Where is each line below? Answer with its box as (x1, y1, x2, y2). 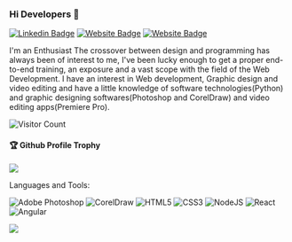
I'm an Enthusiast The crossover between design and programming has (9, 45, 271, 56)
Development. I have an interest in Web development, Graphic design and (9, 74, 279, 84)
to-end (9, 64, 35, 74)
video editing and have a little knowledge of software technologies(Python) (9, 83, 284, 94)
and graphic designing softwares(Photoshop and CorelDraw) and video (9, 92, 271, 103)
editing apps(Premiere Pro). (9, 102, 110, 113)
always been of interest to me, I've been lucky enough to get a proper (9, 55, 264, 66)
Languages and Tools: (9, 179, 91, 190)
